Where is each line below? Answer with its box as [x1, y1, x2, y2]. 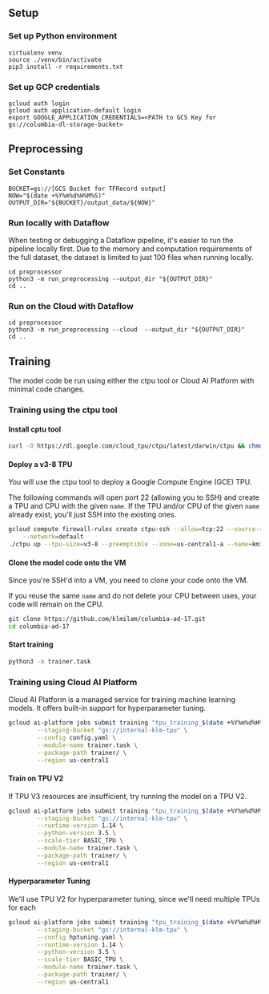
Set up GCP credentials [8, 81, 100, 92]
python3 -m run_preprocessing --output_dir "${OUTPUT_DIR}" [8, 274, 214, 283]
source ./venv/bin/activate [8, 55, 102, 63]
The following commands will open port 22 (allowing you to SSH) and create [8, 493, 260, 502]
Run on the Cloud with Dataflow [8, 300, 134, 311]
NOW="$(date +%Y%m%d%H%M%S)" [8, 192, 106, 200]
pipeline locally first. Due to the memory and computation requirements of [8, 244, 252, 254]
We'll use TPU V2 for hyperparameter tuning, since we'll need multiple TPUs [8, 894, 260, 903]
